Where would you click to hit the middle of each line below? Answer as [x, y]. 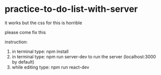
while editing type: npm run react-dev [50, 67]
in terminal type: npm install [40, 51]
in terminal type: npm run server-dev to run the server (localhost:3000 [84, 56]
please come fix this [25, 32]
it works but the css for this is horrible [43, 23]
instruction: [16, 42]
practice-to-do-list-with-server [71, 9]
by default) [23, 62]
